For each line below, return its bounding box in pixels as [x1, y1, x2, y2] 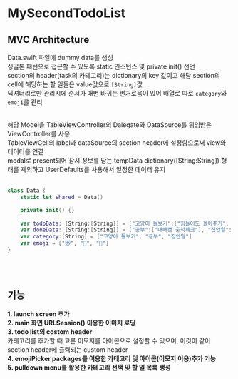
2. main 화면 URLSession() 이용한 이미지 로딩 [7, 318, 136, 327]
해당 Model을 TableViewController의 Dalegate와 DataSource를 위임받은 [7, 121, 212, 129]
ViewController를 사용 [7, 130, 71, 138]
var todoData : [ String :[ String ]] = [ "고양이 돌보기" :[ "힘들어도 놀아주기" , [20, 220, 229, 227]
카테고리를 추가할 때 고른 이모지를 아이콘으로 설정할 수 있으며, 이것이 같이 [7, 336, 211, 345]
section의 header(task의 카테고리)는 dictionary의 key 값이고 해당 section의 [7, 71, 221, 79]
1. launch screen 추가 [7, 309, 70, 318]
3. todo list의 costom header [7, 327, 93, 336]
